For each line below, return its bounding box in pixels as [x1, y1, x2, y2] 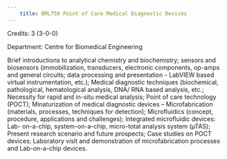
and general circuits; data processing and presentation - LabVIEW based [7, 71, 215, 79]
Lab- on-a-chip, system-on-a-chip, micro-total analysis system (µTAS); [7, 122, 211, 130]
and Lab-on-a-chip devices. [7, 144, 88, 152]
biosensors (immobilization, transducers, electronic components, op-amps [7, 63, 220, 71]
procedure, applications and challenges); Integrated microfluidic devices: [7, 115, 216, 123]
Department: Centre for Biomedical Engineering [7, 42, 143, 50]
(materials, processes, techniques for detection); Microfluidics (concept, [7, 107, 214, 115]
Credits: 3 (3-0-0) [7, 29, 59, 37]
